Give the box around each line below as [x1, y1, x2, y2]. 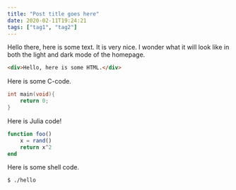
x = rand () [20, 137, 52, 144]
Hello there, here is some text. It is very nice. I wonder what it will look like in [7, 43, 230, 52]
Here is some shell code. [7, 163, 80, 172]
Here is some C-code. [7, 77, 72, 86]
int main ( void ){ [7, 91, 55, 98]
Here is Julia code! [7, 116, 62, 125]
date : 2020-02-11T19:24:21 [7, 17, 87, 24]
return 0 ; [20, 97, 49, 105]
